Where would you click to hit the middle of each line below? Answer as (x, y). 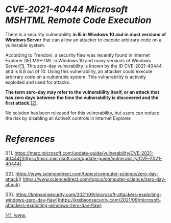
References (30, 139)
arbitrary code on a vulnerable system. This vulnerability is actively (76, 77)
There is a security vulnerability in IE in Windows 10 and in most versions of (86, 34)
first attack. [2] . (22, 103)
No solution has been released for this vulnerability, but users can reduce (82, 113)
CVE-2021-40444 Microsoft (67, 9)
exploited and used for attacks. (38, 82)
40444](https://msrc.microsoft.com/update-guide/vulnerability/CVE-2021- (84, 158)
